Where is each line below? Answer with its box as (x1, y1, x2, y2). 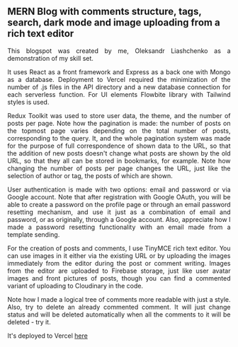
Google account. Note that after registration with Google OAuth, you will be (7, 192, 231, 201)
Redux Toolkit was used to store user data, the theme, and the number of (7, 111, 231, 119)
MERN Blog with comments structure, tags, (7, 6, 202, 18)
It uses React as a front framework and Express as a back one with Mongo (7, 67, 231, 76)
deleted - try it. (7, 317, 51, 326)
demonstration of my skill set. (7, 54, 94, 62)
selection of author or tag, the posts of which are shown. (7, 171, 173, 180)
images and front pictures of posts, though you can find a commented (7, 274, 231, 282)
